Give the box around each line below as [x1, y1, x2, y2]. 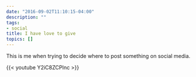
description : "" [6, 14, 46, 20]
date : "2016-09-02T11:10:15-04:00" [6, 8, 95, 15]
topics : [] [6, 36, 33, 42]
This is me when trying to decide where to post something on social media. [6, 53, 191, 59]
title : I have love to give [6, 31, 76, 37]
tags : [6, 20, 20, 25]
